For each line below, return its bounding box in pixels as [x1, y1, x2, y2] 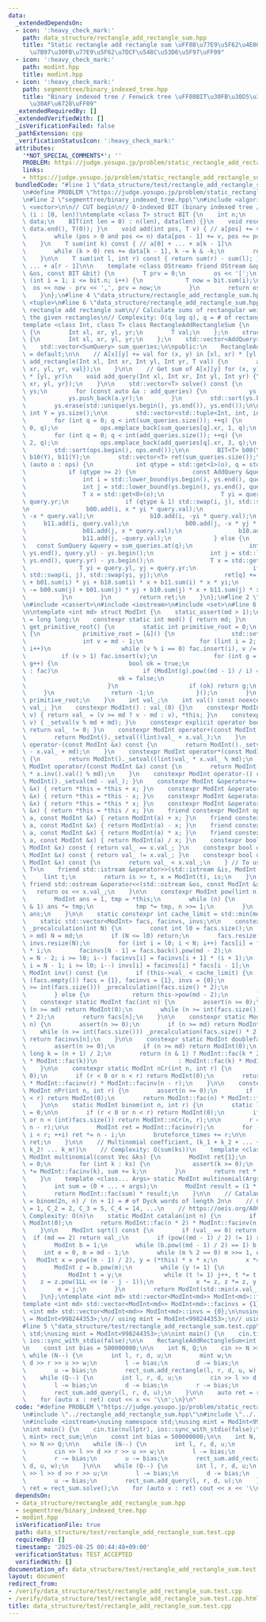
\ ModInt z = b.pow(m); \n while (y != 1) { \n [22, 1263, 225, 1271]
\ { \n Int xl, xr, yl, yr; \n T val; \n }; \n [22, 328, 228, 337]
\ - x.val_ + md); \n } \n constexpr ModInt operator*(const [22, 748, 243, 756]
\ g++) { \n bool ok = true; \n [22, 659, 190, 668]
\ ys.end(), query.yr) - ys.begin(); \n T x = [22, 556, 228, 565]
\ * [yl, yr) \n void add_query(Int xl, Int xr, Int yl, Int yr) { [22, 372, 257, 380]
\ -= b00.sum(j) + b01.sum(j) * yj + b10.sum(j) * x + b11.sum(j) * [22, 586, 253, 594]
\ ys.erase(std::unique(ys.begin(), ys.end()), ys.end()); [22, 402, 246, 410]
